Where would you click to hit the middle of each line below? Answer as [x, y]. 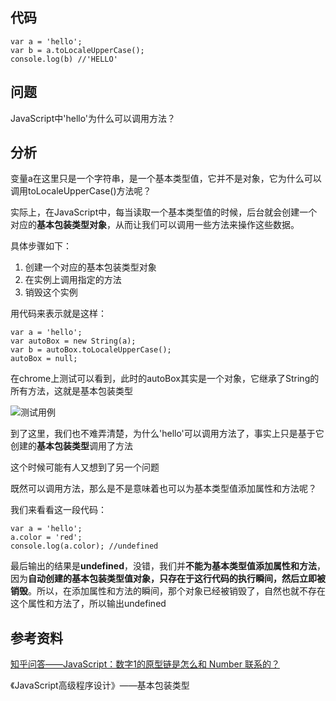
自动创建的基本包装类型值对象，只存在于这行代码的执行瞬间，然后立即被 [177, 579]
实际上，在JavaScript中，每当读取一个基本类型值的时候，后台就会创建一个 [164, 212]
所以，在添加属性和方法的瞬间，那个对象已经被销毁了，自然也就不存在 [181, 591]
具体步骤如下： [41, 246]
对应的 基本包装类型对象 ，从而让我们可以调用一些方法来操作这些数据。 [155, 225]
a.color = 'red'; [46, 538]
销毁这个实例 [51, 292]
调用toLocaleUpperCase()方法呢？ [81, 191]
